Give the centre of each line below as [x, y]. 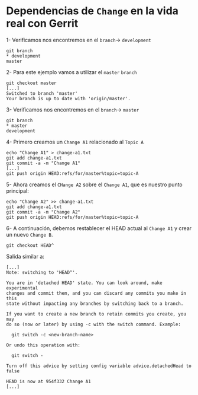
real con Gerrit [42, 23]
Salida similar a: [25, 256]
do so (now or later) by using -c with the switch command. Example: [94, 324]
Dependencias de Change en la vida [92, 11]
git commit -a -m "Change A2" [43, 212]
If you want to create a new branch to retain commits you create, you [96, 314]
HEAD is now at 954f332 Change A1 [49, 381]
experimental [22, 288]
